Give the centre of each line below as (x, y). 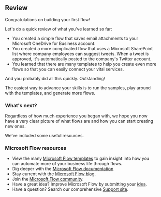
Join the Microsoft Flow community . (48, 179)
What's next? (21, 105)
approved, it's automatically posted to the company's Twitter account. (82, 59)
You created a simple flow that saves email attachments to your (75, 38)
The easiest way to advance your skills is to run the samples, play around (78, 88)
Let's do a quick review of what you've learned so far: (59, 29)
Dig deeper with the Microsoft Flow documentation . (63, 169)
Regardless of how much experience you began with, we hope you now (76, 116)
